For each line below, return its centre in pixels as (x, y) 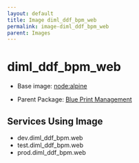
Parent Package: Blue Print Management (74, 99)
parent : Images (29, 33)
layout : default (30, 13)
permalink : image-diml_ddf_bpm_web (58, 26)
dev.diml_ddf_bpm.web (50, 138)
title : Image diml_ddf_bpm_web (52, 20)
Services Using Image (55, 121)
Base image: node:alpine (52, 86)
